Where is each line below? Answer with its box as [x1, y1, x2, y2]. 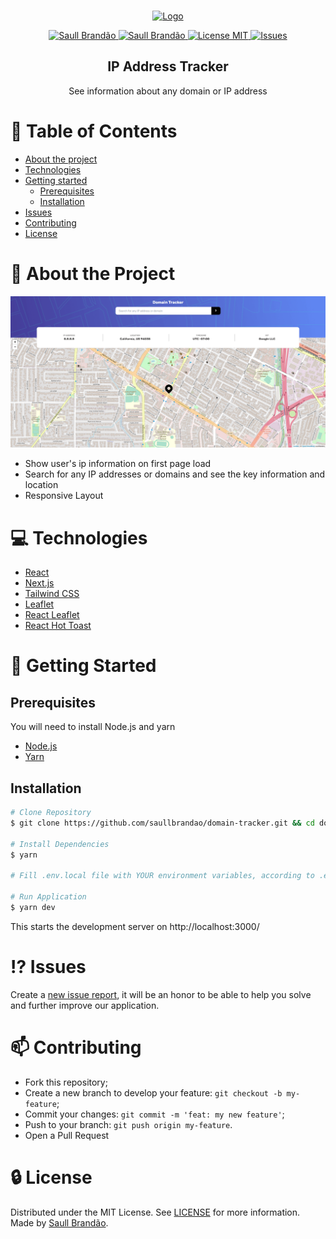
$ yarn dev [10, 902, 56, 912]
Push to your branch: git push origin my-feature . [24, 1118, 233, 1130]
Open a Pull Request [24, 1129, 110, 1141]
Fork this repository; [24, 1076, 108, 1088]
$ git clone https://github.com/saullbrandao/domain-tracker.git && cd [10, 818, 315, 828]
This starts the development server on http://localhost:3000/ [10, 920, 260, 932]
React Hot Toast [24, 620, 92, 632]
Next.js [24, 577, 55, 589]
